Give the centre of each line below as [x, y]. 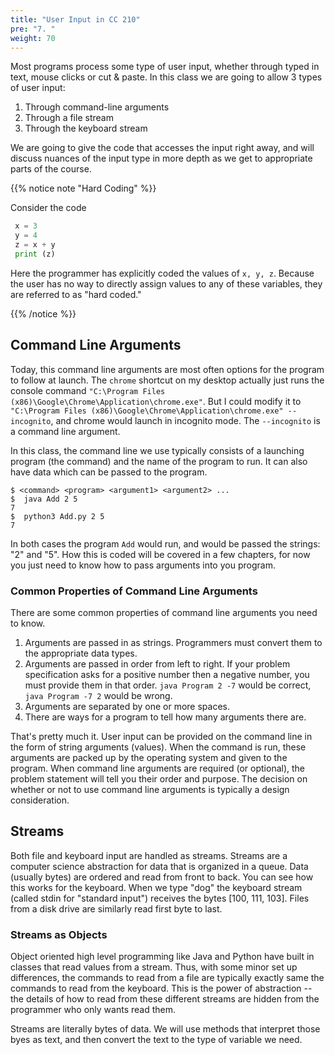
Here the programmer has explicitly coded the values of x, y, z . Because [162, 273]
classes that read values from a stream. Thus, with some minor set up [154, 967]
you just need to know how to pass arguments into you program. [143, 565]
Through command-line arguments [97, 107]
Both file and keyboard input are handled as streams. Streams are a [149, 855]
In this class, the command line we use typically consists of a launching [157, 450]
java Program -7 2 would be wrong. [98, 695]
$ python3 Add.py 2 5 [57, 516]
